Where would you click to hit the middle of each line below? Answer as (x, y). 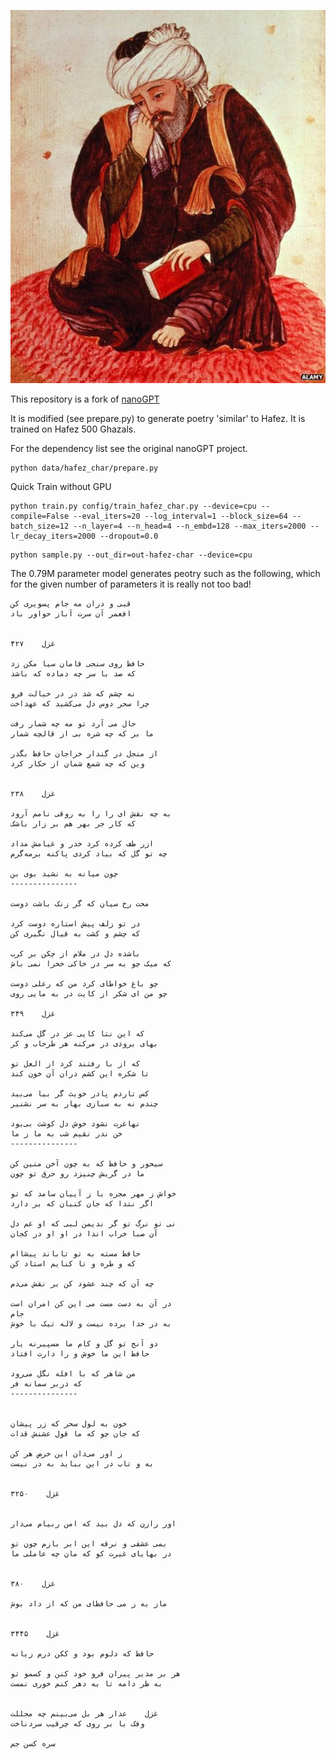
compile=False (40, 516)
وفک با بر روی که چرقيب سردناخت (77, 1723)
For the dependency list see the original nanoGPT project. (129, 448)
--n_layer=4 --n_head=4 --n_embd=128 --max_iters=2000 (190, 526)
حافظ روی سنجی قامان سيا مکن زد (77, 663)
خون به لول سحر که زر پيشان (69, 1423)
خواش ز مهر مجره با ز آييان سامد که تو (93, 1193)
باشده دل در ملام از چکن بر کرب (75, 953)
